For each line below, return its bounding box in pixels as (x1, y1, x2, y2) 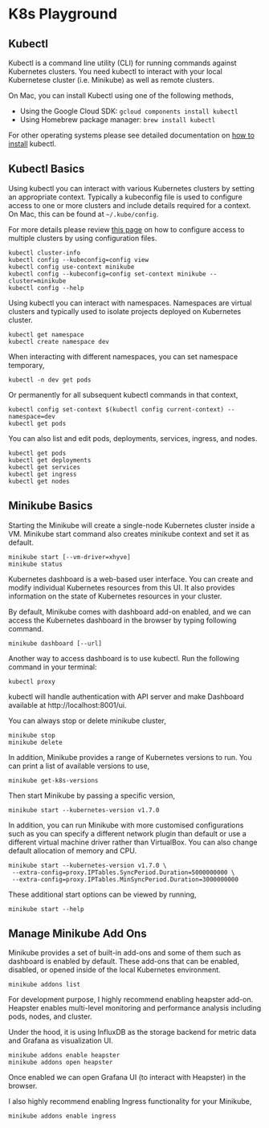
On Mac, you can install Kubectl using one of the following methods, (8, 91, 234, 100)
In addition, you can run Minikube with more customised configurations (8, 820, 244, 830)
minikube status (8, 560, 63, 568)
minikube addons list (8, 981, 81, 989)
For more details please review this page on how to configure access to (8, 224, 245, 234)
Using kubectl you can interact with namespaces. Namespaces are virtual (8, 298, 252, 308)
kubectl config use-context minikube (8, 263, 135, 271)
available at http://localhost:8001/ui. (8, 700, 127, 709)
